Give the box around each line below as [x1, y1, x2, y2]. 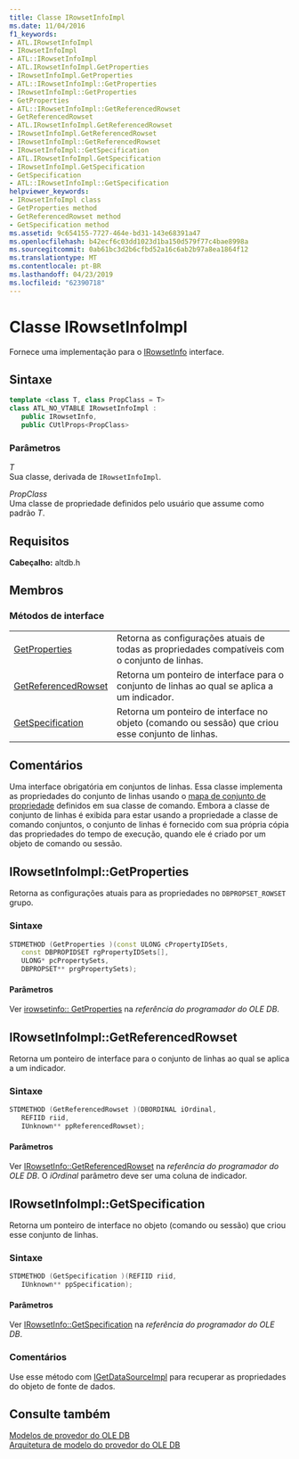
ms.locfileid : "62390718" [9, 278, 105, 287]
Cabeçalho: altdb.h [9, 556, 81, 567]
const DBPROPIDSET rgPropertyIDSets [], [20, 948, 169, 957]
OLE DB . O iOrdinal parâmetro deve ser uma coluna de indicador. [9, 1170, 247, 1182]
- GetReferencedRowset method [9, 211, 122, 221]
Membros [9, 583, 64, 598]
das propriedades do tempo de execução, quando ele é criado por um [9, 828, 267, 839]
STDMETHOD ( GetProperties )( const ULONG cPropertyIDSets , [9, 940, 229, 949]
